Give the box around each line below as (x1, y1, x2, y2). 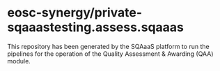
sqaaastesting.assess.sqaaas (7, 19, 184, 35)
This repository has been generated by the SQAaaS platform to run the (7, 42, 210, 50)
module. (7, 57, 31, 65)
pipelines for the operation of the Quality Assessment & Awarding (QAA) (7, 50, 214, 58)
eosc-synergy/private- (7, 5, 143, 21)
